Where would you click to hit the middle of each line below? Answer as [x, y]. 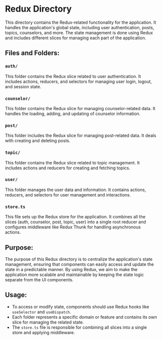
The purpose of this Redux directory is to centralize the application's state [79, 259]
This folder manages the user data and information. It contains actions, [75, 190]
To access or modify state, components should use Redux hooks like [81, 307]
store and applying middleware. [43, 332]
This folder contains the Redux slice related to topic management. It [73, 162]
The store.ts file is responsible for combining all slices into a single [80, 327]
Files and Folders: [32, 53]
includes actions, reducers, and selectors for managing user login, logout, [79, 81]
